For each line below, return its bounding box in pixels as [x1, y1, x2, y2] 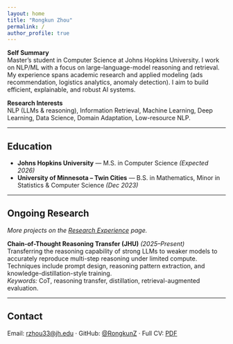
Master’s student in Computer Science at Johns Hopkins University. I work [7, 56, 220, 65]
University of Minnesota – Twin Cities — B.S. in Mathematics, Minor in [17, 174, 221, 182]
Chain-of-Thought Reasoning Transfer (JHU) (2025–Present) [7, 239, 185, 247]
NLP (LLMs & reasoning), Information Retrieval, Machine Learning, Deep [7, 106, 214, 115]
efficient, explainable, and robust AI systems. [7, 85, 136, 94]
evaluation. [7, 284, 39, 292]
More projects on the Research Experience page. [7, 226, 148, 234]
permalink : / [7, 23, 45, 30]
